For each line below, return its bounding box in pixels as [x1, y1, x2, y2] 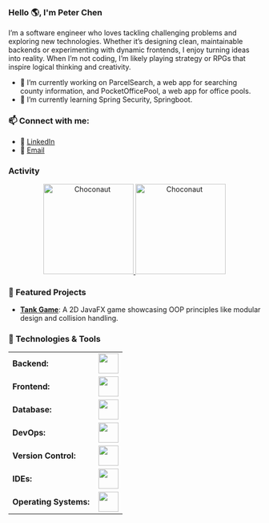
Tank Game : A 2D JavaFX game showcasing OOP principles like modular [19, 305, 261, 314]
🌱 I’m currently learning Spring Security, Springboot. [19, 95, 193, 104]
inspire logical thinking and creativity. [8, 63, 131, 72]
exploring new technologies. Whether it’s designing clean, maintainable [8, 37, 243, 47]
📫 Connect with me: [8, 116, 90, 127]
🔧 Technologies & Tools [8, 334, 102, 345]
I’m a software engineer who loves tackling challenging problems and [8, 28, 238, 38]
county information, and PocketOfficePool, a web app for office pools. [19, 87, 251, 96]
